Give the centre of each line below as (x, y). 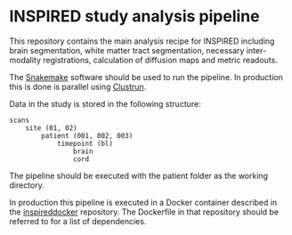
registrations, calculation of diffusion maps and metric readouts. (160, 60)
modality (25, 60)
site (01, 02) (51, 128)
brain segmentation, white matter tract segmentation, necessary (127, 50)
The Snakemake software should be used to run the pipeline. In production (146, 77)
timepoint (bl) (85, 143)
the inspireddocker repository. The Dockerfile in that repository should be (144, 212)
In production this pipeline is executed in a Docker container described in (143, 202)
